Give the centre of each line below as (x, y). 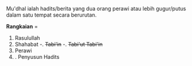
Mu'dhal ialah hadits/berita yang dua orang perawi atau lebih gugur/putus (96, 9)
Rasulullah (27, 38)
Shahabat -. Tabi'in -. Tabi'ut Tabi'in (59, 44)
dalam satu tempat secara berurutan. (51, 15)
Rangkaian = (22, 26)
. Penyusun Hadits (37, 57)
